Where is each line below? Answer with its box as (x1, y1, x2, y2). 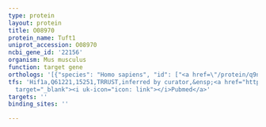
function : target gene (8, 63, 83, 71)
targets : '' (8, 93, 47, 101)
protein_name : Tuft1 (8, 33, 77, 42)
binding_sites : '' (8, 100, 69, 108)
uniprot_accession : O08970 (8, 41, 97, 49)
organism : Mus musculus (8, 56, 87, 64)
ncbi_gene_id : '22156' (8, 48, 83, 56)
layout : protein (8, 19, 62, 27)
